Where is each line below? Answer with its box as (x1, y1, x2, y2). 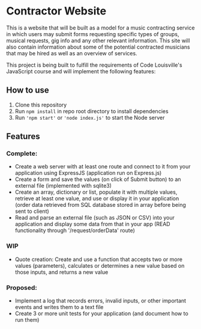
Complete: (6, 149, 38, 158)
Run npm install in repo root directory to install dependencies (14, 107, 169, 115)
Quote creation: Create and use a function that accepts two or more (14, 256, 183, 263)
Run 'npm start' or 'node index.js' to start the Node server (14, 114, 165, 121)
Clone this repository (14, 101, 67, 108)
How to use (6, 85, 49, 96)
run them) (14, 316, 40, 324)
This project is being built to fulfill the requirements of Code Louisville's (6, 61, 182, 69)
